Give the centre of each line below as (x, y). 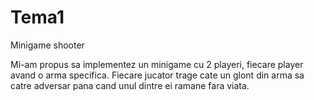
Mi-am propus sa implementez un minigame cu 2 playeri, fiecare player (157, 64)
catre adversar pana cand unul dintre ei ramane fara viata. (130, 85)
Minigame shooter (47, 45)
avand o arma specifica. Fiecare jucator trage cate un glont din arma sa (157, 75)
